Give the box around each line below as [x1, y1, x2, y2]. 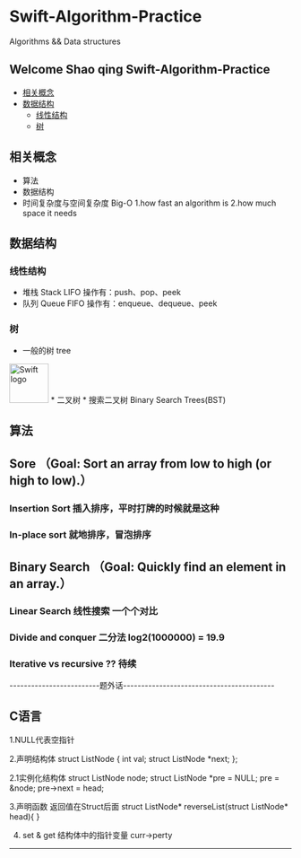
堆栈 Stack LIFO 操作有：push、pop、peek [21, 287, 182, 298]
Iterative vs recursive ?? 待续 [9, 658, 137, 670]
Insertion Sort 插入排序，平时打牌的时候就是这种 [9, 503, 219, 515]
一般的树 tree [21, 345, 72, 355]
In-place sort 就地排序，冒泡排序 [9, 529, 152, 541]
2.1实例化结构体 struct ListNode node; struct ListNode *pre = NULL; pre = [9, 772, 280, 783]
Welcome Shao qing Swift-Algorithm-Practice [9, 62, 271, 77]
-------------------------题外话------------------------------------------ [9, 679, 275, 690]
